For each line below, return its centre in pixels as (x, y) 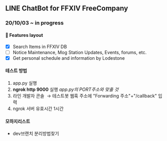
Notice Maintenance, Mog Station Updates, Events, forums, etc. (80, 52)
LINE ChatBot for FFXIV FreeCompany (67, 8)
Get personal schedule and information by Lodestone (69, 58)
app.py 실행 (25, 83)
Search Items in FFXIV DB (40, 46)
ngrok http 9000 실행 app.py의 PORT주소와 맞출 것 (66, 89)
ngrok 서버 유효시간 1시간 (38, 108)
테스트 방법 (16, 70)
